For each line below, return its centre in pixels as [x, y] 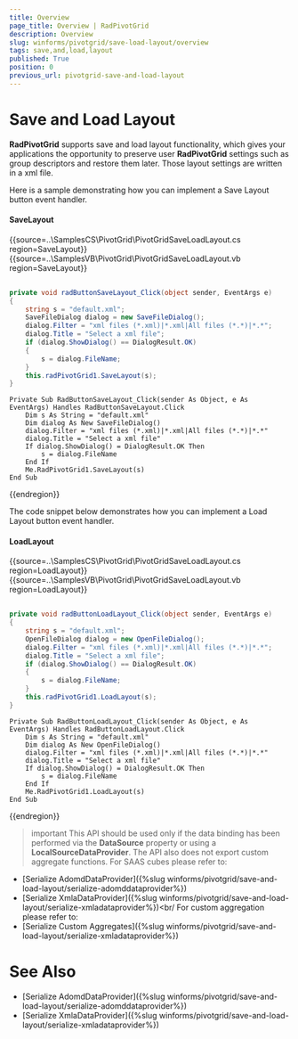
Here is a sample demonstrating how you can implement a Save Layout [139, 190]
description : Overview [51, 34]
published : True [39, 59]
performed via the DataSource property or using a [123, 842]
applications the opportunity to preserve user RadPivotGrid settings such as [149, 153]
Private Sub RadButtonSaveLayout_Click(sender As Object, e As [129, 400]
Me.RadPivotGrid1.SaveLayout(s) [85, 470]
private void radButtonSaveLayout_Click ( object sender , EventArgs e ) [141, 292]
